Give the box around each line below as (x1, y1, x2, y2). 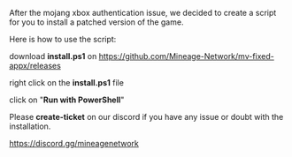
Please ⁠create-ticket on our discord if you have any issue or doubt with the (9, 112, 284, 122)
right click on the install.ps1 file (9, 78, 124, 87)
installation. (9, 121, 51, 131)
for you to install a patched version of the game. (9, 17, 184, 27)
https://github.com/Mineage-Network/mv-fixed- (98, 51, 274, 61)
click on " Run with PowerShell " (9, 94, 125, 105)
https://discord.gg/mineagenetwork (9, 138, 139, 148)
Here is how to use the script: (9, 34, 117, 44)
